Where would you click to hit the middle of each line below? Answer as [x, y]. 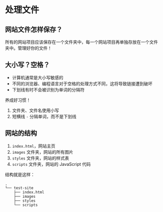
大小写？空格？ [27, 65]
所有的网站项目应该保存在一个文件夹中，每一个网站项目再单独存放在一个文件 [81, 42]
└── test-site [19, 188]
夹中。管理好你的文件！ [28, 48]
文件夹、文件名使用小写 [35, 110]
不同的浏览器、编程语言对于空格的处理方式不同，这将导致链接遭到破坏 [82, 84]
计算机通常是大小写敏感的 [38, 77]
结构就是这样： [20, 174]
